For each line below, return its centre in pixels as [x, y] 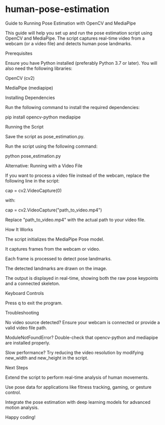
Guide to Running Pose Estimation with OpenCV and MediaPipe [71, 23]
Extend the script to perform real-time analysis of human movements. [77, 377]
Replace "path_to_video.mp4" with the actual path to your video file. [75, 220]
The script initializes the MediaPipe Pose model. [55, 239]
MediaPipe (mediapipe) [29, 88]
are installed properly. [28, 343]
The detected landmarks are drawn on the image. [56, 268]
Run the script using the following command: [51, 146]
